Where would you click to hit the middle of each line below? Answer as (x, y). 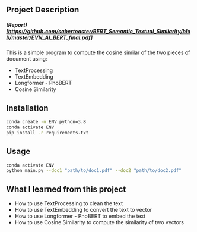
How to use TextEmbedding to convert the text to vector (83, 210)
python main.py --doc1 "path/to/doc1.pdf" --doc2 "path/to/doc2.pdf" (94, 171)
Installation (27, 108)
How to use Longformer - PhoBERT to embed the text (80, 216)
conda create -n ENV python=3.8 (46, 122)
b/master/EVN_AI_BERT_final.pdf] (50, 37)
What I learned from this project (66, 189)
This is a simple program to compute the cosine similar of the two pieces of (98, 52)
